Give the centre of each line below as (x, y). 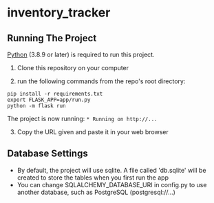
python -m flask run (37, 106)
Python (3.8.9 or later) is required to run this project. (81, 54)
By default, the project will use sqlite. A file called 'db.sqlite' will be (111, 170)
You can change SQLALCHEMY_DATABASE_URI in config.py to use (112, 184)
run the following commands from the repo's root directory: (101, 81)
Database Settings (47, 154)
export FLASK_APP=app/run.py (49, 100)
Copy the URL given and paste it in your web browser (93, 132)
